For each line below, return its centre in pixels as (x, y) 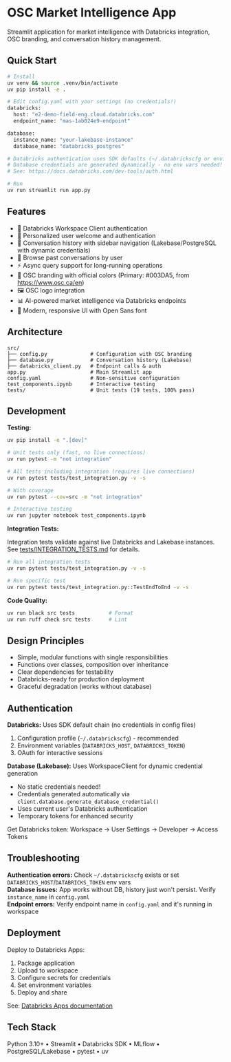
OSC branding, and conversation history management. (84, 39)
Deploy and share (42, 992)
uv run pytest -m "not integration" (59, 459)
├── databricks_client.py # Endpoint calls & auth (84, 366)
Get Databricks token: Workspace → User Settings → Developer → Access (113, 829)
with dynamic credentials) (54, 250)
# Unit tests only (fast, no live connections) (77, 453)
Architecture (35, 332)
